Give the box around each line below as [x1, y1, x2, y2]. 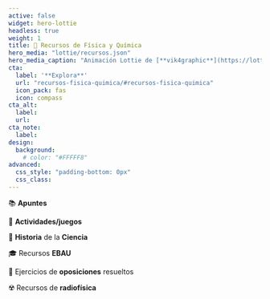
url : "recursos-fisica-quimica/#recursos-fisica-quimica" [15, 79, 215, 87]
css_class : [15, 176, 52, 184]
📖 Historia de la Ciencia [8, 232, 88, 241]
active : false [8, 11, 56, 20]
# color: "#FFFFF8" [22, 153, 88, 161]
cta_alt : [8, 101, 38, 109]
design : [8, 138, 35, 147]
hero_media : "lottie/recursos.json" [8, 49, 131, 57]
